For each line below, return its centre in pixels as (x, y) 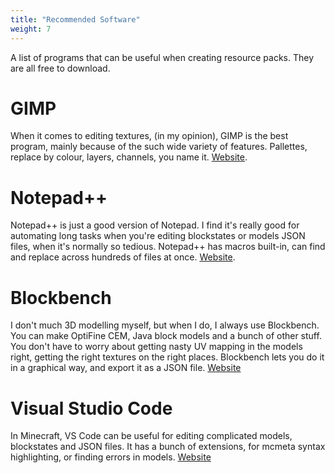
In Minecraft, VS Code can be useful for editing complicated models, (151, 436)
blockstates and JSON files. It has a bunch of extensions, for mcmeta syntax (168, 447)
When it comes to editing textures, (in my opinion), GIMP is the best (149, 136)
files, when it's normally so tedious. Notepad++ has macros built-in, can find (168, 247)
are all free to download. (60, 68)
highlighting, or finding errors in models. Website (111, 457)
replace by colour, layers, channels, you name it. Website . (129, 157)
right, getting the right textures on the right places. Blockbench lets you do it (167, 357)
